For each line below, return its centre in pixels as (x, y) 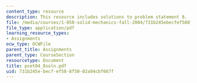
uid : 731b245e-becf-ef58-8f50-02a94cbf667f (60, 71)
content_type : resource (35, 11)
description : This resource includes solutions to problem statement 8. (97, 17)
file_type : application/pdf (40, 28)
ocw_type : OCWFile (28, 44)
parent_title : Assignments (39, 50)
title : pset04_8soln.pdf (36, 66)
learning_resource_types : (38, 33)
